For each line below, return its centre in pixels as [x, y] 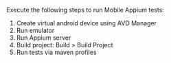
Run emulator [35, 30]
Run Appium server [44, 38]
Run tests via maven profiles [56, 52]
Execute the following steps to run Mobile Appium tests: [85, 10]
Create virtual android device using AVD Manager [87, 23]
